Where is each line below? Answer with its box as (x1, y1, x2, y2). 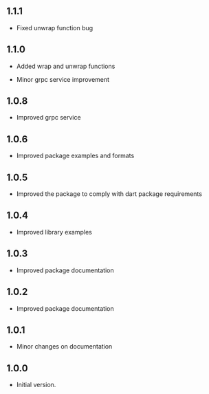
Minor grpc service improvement (16, 75, 110, 83)
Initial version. (16, 381, 56, 389)
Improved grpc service (16, 113, 81, 122)
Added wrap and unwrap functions (16, 62, 115, 70)
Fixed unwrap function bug (16, 23, 93, 32)
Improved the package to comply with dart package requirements (16, 190, 202, 198)
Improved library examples (16, 228, 92, 236)
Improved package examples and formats (16, 151, 135, 160)
